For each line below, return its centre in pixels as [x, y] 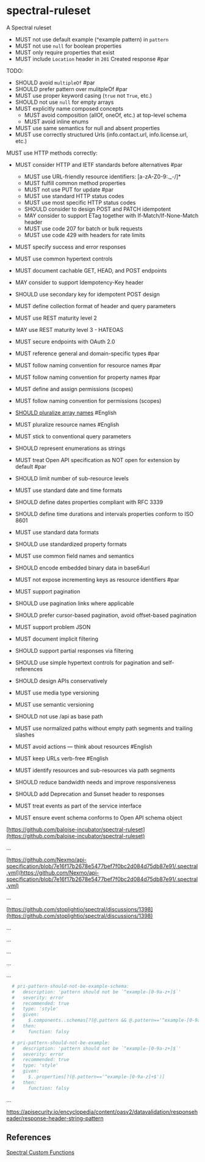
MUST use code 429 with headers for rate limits [85, 235]
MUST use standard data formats [57, 532]
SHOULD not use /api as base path [59, 716]
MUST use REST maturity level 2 [56, 318]
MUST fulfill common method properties [75, 183]
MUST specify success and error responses [70, 247]
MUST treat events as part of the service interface [78, 806]
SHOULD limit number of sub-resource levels [72, 478]
